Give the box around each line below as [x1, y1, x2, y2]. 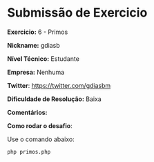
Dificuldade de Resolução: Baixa [7, 95, 102, 103]
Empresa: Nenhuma [7, 68, 65, 76]
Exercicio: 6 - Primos [7, 28, 68, 36]
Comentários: [7, 108, 48, 116]
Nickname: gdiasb [7, 41, 60, 49]
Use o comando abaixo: [7, 135, 75, 143]
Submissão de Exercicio [7, 5, 148, 21]
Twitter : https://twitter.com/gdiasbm [7, 81, 111, 89]
